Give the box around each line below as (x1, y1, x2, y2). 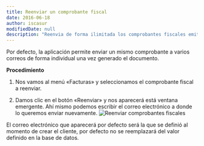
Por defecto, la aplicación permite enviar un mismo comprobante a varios (6, 48, 190, 55)
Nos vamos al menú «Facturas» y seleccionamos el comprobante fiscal (15, 78, 194, 86)
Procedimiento (6, 66, 44, 74)
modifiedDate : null (6, 26, 56, 32)
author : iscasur (6, 20, 47, 26)
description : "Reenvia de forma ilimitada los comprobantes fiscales (6, 32, 186, 38)
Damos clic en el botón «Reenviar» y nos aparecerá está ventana (15, 97, 178, 104)
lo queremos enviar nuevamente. (15, 109, 98, 117)
